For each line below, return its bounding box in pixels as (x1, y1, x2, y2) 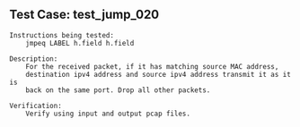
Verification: (9, 101, 63, 110)
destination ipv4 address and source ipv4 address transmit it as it (25, 70, 292, 79)
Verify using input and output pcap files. (25, 109, 191, 118)
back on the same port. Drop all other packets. (25, 85, 211, 95)
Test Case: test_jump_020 (9, 7, 160, 22)
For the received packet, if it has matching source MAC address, (25, 62, 279, 71)
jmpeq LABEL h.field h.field (25, 38, 135, 47)
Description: (9, 54, 58, 63)
